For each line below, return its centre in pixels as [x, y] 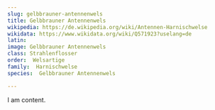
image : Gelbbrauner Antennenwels [57, 47]
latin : [17, 40]
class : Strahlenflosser [43, 54]
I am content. [27, 99]
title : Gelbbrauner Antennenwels [57, 21]
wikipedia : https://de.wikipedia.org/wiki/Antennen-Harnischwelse [107, 27]
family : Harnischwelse [43, 67]
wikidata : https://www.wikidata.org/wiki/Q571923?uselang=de [100, 34]
